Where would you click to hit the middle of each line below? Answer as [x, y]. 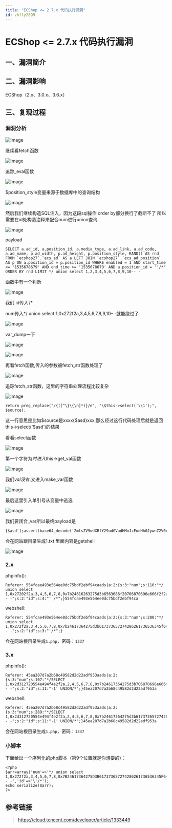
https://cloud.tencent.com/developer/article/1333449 [74, 820]
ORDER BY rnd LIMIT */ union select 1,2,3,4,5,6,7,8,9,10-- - [73, 272]
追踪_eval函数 [20, 171]
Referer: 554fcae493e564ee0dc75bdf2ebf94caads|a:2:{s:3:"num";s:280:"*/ [84, 617]
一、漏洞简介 [26, 62]
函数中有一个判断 [23, 282]
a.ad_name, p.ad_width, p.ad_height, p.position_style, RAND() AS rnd [82, 254]
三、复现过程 [26, 113]
